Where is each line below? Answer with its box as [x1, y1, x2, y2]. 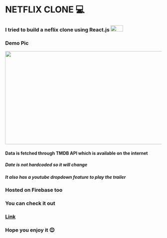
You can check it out [5, 200, 56, 207]
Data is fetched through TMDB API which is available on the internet [5, 150, 148, 156]
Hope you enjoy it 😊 [5, 227, 55, 234]
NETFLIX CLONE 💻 [5, 4, 85, 15]
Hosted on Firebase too [5, 187, 63, 194]
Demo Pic [5, 40, 29, 47]
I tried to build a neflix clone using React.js [5, 26, 110, 33]
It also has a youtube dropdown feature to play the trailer [5, 174, 126, 180]
